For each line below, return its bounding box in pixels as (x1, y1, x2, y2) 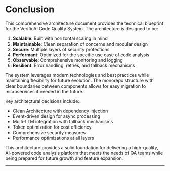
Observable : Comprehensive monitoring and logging (12, 57, 123, 63)
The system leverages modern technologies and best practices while (5, 72, 149, 78)
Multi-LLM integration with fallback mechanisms (12, 118, 113, 124)
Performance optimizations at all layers (12, 135, 95, 141)
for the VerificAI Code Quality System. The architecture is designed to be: (5, 25, 158, 31)
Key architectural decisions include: (5, 98, 80, 104)
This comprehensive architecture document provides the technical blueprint (5, 20, 163, 26)
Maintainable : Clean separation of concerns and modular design (12, 40, 148, 47)
